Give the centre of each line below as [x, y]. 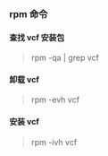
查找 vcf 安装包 [37, 37]
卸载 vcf [25, 79]
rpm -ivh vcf [54, 142]
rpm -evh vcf [55, 100]
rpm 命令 [29, 13]
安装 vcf [25, 121]
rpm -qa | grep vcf [65, 58]
